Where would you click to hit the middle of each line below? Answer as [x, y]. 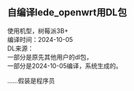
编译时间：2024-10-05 [40, 39]
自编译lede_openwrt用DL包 [67, 13]
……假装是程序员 [31, 80]
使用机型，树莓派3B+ [38, 31]
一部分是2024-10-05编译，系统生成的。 [65, 66]
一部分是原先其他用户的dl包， [50, 57]
